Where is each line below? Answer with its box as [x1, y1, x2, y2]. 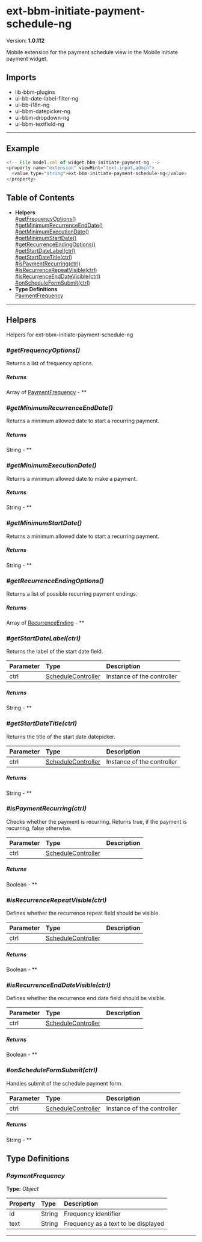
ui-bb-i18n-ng [14, 101, 50, 108]
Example [6, 143, 40, 154]
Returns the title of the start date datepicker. [6, 733, 116, 740]
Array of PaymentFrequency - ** [6, 388, 87, 395]
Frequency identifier [64, 1210, 121, 1218]
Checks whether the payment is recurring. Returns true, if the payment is [6, 818, 188, 825]
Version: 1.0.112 [6, 37, 45, 44]
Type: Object [6, 1185, 39, 1193]
